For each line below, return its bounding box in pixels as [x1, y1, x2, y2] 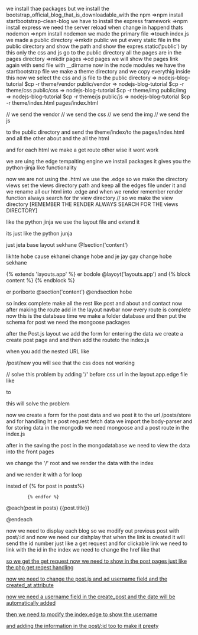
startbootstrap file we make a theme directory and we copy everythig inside [6, 68, 191, 75]
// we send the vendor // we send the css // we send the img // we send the [6, 111, 190, 118]
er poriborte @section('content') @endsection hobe [6, 288, 132, 295]
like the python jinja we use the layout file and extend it [6, 218, 140, 225]
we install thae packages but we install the [6, 5, 109, 12]
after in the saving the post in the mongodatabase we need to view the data [6, 442, 190, 449]
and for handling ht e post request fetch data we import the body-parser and [6, 418, 193, 425]
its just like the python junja [6, 230, 73, 237]
